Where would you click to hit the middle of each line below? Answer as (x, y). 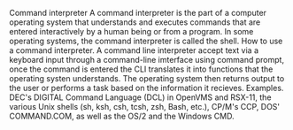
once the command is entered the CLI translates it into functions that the (141, 69)
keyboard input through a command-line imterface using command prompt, (147, 60)
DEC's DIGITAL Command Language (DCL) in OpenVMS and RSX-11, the (140, 97)
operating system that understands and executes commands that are (135, 22)
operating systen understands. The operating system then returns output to (147, 78)
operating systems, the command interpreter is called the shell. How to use (146, 41)
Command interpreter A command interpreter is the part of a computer (138, 13)
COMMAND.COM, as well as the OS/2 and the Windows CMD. (122, 116)
